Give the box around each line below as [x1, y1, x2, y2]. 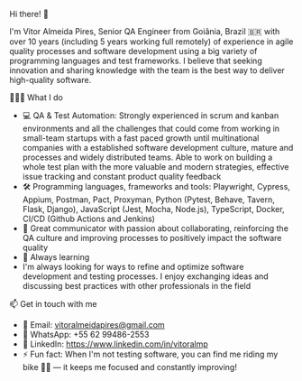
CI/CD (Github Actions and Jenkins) [22, 213, 156, 224]
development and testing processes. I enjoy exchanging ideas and [22, 271, 269, 282]
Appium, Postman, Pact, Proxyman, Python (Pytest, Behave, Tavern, [22, 194, 275, 205]
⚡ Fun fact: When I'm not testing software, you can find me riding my [22, 348, 279, 359]
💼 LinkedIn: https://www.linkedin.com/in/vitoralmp [22, 339, 209, 349]
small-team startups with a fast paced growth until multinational [22, 133, 260, 144]
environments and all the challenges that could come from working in [22, 123, 280, 134]
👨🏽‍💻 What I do [9, 92, 63, 103]
